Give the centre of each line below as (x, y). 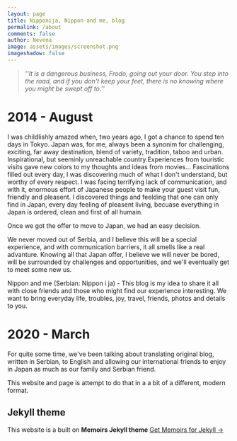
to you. (18, 306)
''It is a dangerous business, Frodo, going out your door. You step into (126, 73)
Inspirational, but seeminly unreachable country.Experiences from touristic (116, 159)
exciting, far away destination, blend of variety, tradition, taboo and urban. (115, 151)
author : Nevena (30, 40)
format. (18, 390)
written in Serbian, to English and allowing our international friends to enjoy (117, 361)
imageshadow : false (36, 54)
